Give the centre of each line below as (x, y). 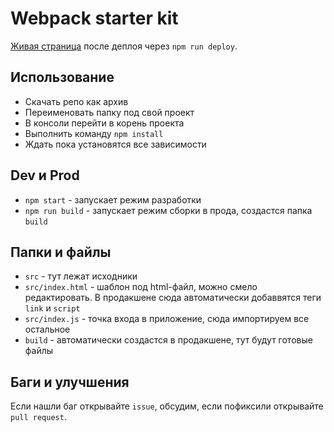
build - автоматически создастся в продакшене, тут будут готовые (168, 340)
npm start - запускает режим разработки (113, 199)
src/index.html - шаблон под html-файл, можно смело (141, 287)
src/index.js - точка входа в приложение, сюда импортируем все (167, 319)
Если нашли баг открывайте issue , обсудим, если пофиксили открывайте (167, 406)
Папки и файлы (61, 252)
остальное (47, 329)
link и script (52, 308)
